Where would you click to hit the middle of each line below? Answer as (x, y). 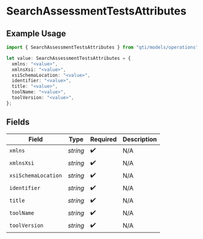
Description (140, 139)
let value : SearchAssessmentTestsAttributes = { (69, 58)
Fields (18, 122)
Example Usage (36, 34)
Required (104, 139)
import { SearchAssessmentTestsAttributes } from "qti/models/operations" (102, 47)
